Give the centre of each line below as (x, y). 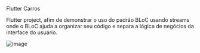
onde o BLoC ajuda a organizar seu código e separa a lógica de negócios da (100, 26)
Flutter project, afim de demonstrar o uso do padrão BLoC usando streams (98, 20)
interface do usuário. (32, 32)
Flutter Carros (23, 9)
